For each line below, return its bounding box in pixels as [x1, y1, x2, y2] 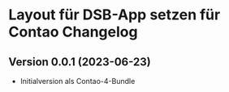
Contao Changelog [8, 23, 138, 41]
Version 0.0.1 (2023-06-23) [8, 55, 152, 69]
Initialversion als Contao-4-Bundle [19, 77, 136, 86]
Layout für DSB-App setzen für [8, 6, 221, 24]
